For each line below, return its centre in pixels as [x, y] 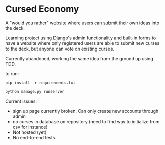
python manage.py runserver [35, 91]
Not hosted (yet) [30, 132]
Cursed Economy [42, 9]
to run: [12, 73]
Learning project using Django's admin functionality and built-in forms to [81, 38]
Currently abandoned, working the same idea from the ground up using [79, 58]
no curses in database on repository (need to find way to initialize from [86, 121]
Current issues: [21, 101]
